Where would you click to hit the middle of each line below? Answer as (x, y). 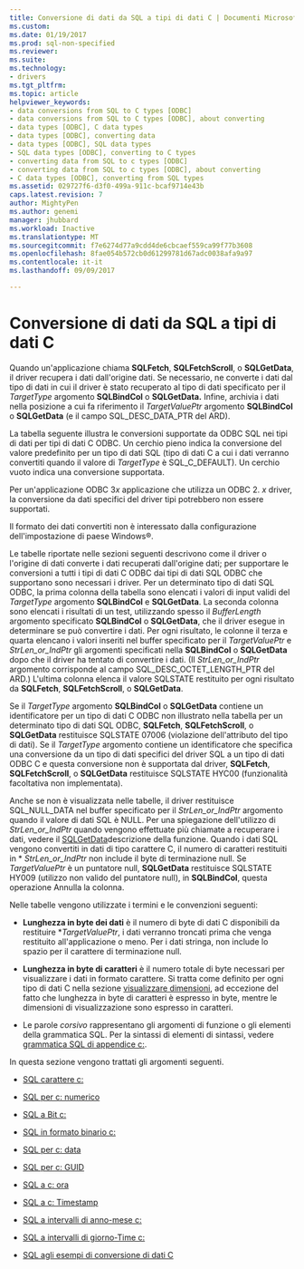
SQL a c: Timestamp (60, 1202)
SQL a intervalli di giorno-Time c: (84, 1237)
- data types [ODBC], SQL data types (81, 144)
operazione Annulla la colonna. (67, 887)
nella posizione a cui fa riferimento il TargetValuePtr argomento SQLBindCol (151, 406)
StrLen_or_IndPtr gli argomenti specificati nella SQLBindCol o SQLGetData (148, 650)
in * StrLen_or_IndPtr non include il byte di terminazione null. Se (128, 858)
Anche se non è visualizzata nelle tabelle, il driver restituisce (122, 800)
